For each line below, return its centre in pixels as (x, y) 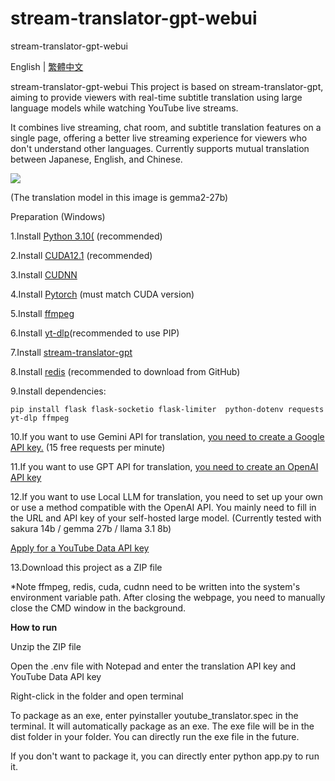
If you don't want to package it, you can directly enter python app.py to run (165, 756)
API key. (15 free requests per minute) (88, 447)
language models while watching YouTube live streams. (124, 108)
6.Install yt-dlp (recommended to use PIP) (95, 333)
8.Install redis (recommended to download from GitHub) (125, 371)
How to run (34, 627)
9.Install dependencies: (58, 391)
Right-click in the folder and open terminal (97, 696)
